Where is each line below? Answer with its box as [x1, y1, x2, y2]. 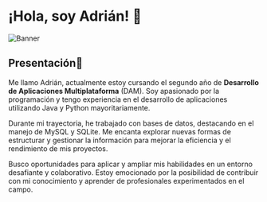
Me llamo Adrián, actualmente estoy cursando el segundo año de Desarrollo [8, 77, 259, 87]
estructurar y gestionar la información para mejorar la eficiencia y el [8, 135, 231, 145]
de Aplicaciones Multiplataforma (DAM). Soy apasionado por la [8, 86, 220, 95]
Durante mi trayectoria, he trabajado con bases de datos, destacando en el [8, 118, 254, 128]
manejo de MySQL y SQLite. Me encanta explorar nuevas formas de [8, 126, 231, 136]
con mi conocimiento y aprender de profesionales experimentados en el [8, 176, 245, 185]
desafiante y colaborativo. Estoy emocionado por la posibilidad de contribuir [8, 167, 259, 177]
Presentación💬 [8, 56, 84, 70]
